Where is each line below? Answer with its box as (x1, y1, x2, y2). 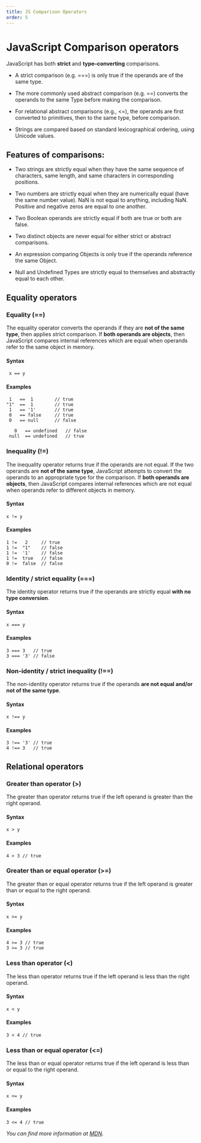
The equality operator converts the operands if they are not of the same (6, 324, 185, 331)
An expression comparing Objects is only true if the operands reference (14, 251, 193, 258)
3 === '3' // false (6, 653, 55, 659)
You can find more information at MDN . (6, 1130, 104, 1137)
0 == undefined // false (14, 428, 87, 434)
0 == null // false (8, 417, 77, 424)
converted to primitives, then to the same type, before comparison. (14, 114, 181, 121)
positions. (14, 179, 40, 186)
